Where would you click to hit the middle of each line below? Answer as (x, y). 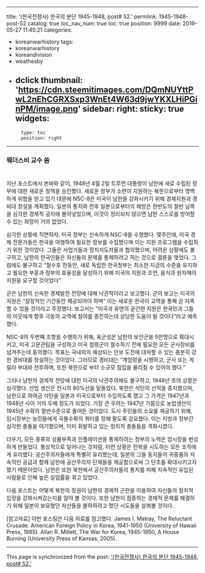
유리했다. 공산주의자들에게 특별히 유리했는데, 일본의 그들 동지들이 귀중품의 (101, 454)
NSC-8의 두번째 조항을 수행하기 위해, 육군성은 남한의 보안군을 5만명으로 (92, 337)
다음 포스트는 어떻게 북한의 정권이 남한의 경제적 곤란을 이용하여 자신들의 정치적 (100, 490)
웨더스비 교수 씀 (28, 160)
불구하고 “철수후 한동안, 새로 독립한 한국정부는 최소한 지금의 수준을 (102, 265)
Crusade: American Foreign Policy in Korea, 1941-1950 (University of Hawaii (102, 525)
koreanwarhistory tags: (44, 42)
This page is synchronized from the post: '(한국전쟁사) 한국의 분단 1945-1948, (102, 557)
